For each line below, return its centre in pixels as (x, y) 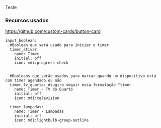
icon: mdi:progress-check (42, 63)
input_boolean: (21, 41)
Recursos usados (27, 20)
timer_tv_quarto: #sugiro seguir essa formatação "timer (71, 85)
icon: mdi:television (37, 98)
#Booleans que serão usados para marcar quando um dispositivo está (83, 76)
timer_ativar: (24, 50)
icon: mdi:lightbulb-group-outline (52, 120)
